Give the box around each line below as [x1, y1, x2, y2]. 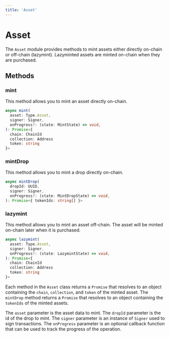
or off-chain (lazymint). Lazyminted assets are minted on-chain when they [5, 51, 160, 57]
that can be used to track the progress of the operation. [5, 326, 122, 332]
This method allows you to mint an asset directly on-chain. [5, 98, 128, 105]
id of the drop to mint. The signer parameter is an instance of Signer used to [5, 315, 165, 321]
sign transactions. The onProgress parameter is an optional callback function [5, 320, 165, 326]
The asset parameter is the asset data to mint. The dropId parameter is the [5, 310, 161, 316]
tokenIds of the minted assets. [5, 300, 69, 306]
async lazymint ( [5, 237, 40, 242]
